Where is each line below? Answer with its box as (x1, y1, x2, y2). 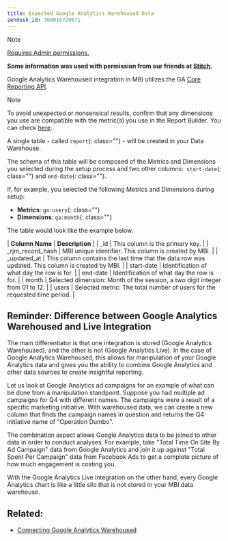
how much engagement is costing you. (7, 460, 116, 468)
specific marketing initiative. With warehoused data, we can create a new (7, 403, 213, 412)
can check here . (7, 123, 53, 131)
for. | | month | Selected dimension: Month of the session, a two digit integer (7, 275, 221, 284)
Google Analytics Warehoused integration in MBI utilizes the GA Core (7, 75, 201, 83)
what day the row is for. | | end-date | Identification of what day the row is (7, 268, 214, 277)
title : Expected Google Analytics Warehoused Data (7, 10, 154, 17)
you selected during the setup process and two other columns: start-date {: (7, 164, 222, 173)
